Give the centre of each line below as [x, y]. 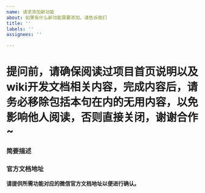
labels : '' [20, 29]
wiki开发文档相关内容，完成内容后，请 [102, 87]
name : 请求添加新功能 [30, 12]
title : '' [19, 23]
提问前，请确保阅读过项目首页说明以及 [102, 72]
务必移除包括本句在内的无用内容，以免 [102, 103]
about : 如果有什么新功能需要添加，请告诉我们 [57, 18]
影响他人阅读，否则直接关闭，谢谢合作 [102, 118]
